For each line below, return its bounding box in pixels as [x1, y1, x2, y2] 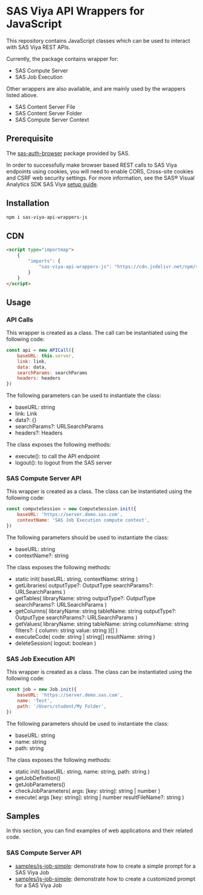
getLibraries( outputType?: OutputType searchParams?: [14, 581, 153, 589]
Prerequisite [6, 134, 54, 144]
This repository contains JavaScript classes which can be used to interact [6, 37, 190, 44]
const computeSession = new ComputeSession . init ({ [6, 506, 137, 512]
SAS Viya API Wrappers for [6, 4, 145, 18]
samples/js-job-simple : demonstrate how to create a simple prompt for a [14, 862, 196, 870]
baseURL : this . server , [17, 352, 74, 359]
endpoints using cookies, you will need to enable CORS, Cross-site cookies [6, 167, 194, 175]
